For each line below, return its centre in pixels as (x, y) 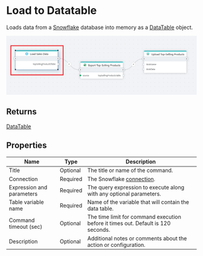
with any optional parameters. (124, 194)
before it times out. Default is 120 (129, 223)
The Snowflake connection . (121, 179)
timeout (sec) (25, 226)
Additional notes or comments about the (137, 238)
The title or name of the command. (130, 171)
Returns (22, 112)
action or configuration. (117, 245)
